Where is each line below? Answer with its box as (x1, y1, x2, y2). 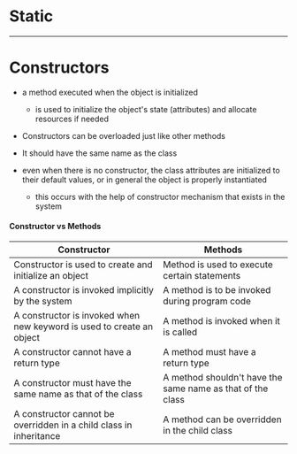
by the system (13, 295, 72, 307)
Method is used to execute (163, 258, 274, 271)
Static (9, 6, 54, 27)
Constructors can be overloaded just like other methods (21, 130, 226, 141)
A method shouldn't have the (163, 372, 283, 384)
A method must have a (163, 346, 256, 358)
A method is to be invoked (163, 284, 271, 296)
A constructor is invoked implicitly (13, 284, 155, 296)
